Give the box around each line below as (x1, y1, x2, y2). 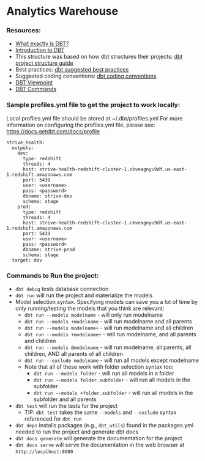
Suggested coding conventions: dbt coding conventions (15, 72, 157, 80)
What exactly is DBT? (15, 40, 69, 47)
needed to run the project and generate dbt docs (15, 428, 139, 435)
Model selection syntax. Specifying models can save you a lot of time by (15, 298, 198, 306)
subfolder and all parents (33, 396, 97, 403)
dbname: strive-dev (22, 193, 72, 199)
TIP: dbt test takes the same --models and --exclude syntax (24, 408, 177, 416)
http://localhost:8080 (15, 449, 73, 455)
